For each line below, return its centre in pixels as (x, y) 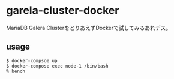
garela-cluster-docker (63, 10)
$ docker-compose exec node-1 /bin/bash (58, 66)
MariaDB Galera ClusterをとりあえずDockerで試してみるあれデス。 (89, 28)
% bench (16, 71)
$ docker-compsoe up (32, 60)
